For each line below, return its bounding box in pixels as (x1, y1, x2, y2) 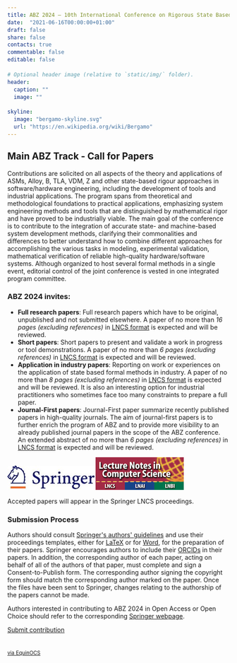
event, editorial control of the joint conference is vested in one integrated (7, 266, 219, 275)
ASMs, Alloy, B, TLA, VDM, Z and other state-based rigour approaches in (7, 177, 219, 185)
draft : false (7, 26, 46, 33)
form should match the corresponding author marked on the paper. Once (7, 576, 219, 585)
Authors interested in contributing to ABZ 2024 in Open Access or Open (7, 604, 217, 613)
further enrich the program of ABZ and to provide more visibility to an (17, 421, 219, 429)
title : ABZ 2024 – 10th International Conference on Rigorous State (7, 11, 213, 18)
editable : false (7, 57, 55, 64)
